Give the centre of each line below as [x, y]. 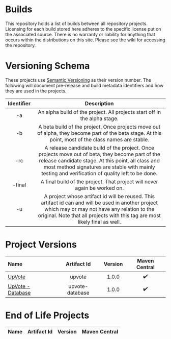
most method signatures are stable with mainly [99, 167]
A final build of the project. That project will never [99, 181]
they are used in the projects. [36, 91]
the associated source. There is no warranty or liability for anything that [80, 34]
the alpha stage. [99, 118]
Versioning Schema [48, 66]
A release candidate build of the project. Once [99, 148]
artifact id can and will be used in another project [99, 203]
